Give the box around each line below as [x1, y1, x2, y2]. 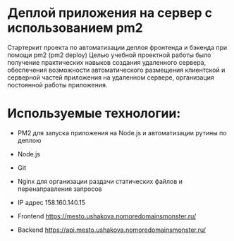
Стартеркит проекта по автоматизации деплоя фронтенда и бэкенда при [7, 43, 228, 51]
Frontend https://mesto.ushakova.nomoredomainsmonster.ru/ [17, 211, 197, 220]
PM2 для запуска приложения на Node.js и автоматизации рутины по [17, 128, 227, 137]
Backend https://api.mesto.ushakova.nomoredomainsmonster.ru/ [17, 225, 207, 234]
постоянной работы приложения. [7, 80, 108, 89]
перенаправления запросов [17, 185, 102, 193]
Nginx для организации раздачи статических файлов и [17, 177, 183, 185]
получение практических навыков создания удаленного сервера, [7, 58, 207, 66]
